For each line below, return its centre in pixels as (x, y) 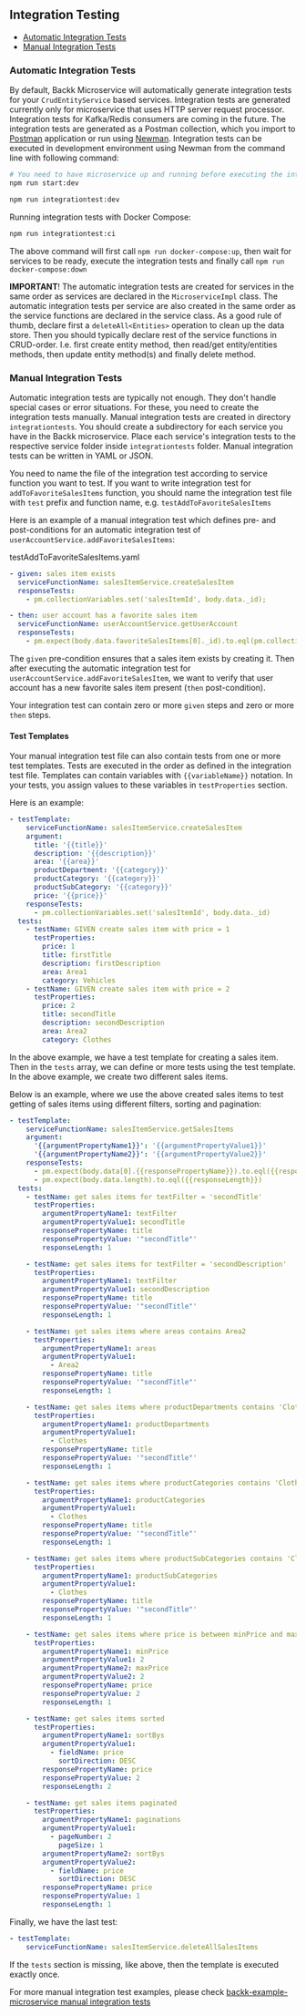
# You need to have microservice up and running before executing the (146, 175)
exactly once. (35, 1974)
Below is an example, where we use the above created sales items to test (147, 1094)
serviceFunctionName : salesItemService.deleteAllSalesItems (142, 1947)
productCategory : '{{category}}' (97, 879)
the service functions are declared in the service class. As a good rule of (146, 315)
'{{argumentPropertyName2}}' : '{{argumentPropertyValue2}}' (150, 1155)
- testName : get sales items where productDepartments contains (150, 1407)
